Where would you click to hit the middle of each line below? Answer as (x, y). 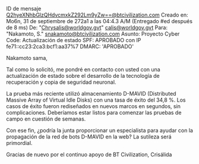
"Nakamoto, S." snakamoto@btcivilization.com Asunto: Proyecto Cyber (93, 34)
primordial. (19, 143)
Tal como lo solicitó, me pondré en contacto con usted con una (83, 70)
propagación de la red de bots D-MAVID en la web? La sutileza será (89, 137)
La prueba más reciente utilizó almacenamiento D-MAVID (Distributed (91, 94)
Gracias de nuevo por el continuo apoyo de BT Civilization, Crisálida (89, 154)
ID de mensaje (24, 9)
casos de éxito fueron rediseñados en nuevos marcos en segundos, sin (94, 106)
